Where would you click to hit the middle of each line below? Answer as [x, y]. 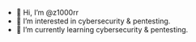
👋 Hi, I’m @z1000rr [47, 13]
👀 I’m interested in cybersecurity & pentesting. [93, 21]
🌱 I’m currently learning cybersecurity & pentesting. [102, 29]
